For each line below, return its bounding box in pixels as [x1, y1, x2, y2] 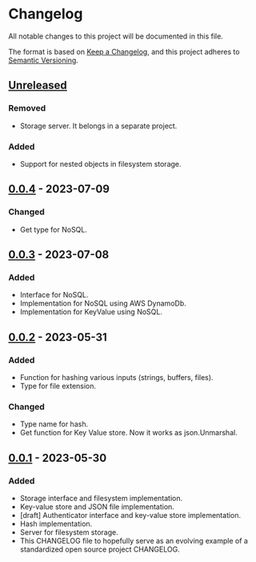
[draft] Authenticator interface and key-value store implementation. [19, 510, 242, 520]
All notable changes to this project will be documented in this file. [8, 31, 224, 41]
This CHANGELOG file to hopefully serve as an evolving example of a [19, 536, 248, 545]
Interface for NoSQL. [19, 290, 89, 300]
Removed [8, 103, 46, 114]
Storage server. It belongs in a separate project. [19, 121, 178, 131]
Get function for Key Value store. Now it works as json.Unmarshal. [19, 428, 238, 438]
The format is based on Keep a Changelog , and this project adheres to [8, 46, 240, 56]
